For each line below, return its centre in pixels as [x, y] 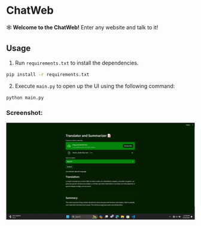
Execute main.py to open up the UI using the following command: [95, 86]
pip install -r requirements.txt [48, 74]
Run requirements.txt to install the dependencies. [77, 63]
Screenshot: [25, 113]
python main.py [25, 97]
